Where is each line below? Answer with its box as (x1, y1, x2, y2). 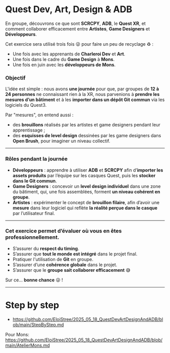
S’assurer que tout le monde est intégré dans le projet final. (12, 250, 138, 257)
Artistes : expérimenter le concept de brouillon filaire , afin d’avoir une (12, 199, 160, 205)
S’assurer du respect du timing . (12, 245, 79, 251)
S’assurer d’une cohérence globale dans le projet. (12, 262, 117, 268)
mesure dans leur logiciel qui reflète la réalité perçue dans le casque (12, 205, 158, 211)
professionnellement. (5, 234, 60, 241)
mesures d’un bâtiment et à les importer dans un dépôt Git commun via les (5, 97, 165, 103)
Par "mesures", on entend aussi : (5, 112, 74, 118)
